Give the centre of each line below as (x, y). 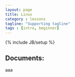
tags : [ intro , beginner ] (32, 28)
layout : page (19, 10)
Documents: (25, 58)
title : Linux (19, 14)
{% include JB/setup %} (30, 42)
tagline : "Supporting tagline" (38, 24)
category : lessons (25, 19)
